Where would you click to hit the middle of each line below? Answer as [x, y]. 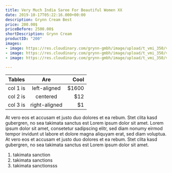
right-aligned [46, 105]
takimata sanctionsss [35, 166]
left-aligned [46, 88]
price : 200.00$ [21, 24]
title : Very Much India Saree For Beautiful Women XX [64, 10]
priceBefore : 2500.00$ [29, 29]
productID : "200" [24, 39]
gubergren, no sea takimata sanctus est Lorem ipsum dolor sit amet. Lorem [84, 123]
